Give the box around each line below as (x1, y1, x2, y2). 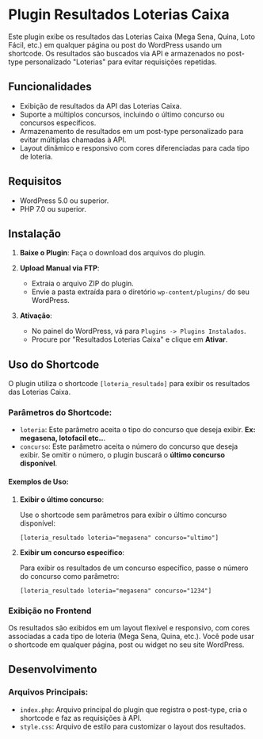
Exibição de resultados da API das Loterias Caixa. (19, 101, 182, 110)
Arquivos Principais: (8, 687, 89, 698)
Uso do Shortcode (8, 358, 100, 371)
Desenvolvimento (8, 663, 97, 676)
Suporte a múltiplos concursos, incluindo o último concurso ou (19, 109, 225, 119)
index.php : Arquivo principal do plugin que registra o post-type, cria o (19, 704, 248, 714)
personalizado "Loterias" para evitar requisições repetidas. (25, 57, 217, 67)
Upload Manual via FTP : (19, 263, 100, 273)
